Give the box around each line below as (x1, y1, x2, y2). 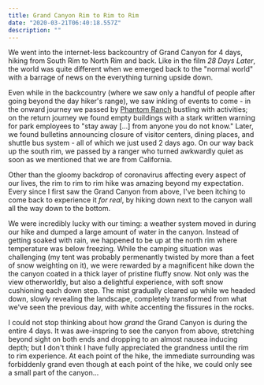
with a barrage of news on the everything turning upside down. (8, 72, 214, 83)
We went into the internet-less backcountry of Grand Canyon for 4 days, (8, 48, 243, 57)
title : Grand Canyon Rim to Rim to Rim (8, 11, 139, 20)
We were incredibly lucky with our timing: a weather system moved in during (8, 219, 257, 228)
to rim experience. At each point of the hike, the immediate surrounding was (8, 351, 255, 361)
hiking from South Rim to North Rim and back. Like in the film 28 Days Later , (8, 56, 256, 65)
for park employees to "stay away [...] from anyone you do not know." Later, (8, 121, 254, 131)
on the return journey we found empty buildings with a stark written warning (8, 113, 256, 123)
